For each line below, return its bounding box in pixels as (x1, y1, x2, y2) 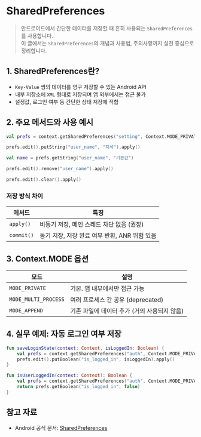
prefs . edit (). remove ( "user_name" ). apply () (6, 166, 114, 172)
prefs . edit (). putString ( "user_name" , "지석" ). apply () (6, 144, 141, 150)
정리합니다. (20, 47, 47, 54)
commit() (9, 232, 34, 239)
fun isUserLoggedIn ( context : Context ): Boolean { (6, 373, 133, 378)
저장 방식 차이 (6, 192, 44, 200)
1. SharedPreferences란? (6, 66, 100, 76)
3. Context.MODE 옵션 (6, 254, 89, 264)
